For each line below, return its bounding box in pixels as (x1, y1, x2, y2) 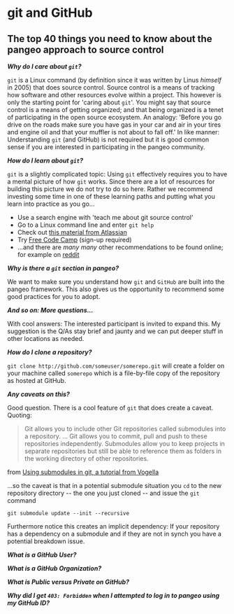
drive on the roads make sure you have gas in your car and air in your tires (7, 120, 221, 129)
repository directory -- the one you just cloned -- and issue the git (7, 489, 200, 497)
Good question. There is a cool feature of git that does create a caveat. (7, 404, 214, 412)
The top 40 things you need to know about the (7, 33, 212, 45)
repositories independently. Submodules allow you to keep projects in (24, 440, 226, 447)
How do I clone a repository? (7, 348, 92, 356)
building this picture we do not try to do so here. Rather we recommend (7, 185, 213, 193)
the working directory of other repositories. (24, 454, 149, 463)
